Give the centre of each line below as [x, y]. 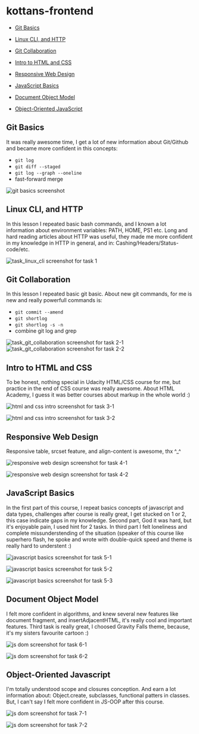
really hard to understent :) [39, 546]
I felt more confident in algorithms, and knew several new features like [92, 614]
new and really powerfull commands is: [54, 300]
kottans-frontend [50, 11]
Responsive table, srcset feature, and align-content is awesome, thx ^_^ [94, 451]
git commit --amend [39, 312]
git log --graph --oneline [48, 173]
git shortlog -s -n [39, 325]
